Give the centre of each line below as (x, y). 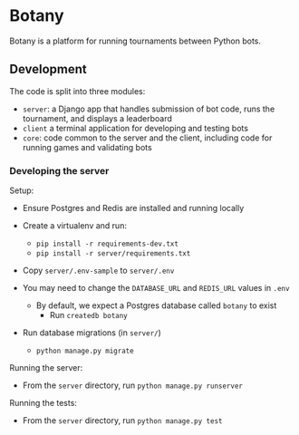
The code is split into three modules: (77, 91)
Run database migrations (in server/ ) (92, 333)
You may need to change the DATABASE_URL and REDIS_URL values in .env (156, 288)
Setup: (22, 190)
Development (48, 69)
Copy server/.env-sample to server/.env (98, 271)
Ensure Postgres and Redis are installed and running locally (133, 208)
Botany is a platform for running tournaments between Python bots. (135, 41)
